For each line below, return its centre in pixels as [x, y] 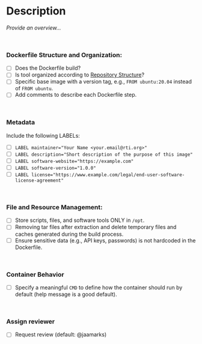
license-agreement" [39, 181]
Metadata [20, 123]
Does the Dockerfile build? [48, 68]
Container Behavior [35, 274]
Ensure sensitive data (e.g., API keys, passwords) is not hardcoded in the [105, 240]
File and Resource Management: [54, 207]
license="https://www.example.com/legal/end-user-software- [108, 175]
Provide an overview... [34, 28]
